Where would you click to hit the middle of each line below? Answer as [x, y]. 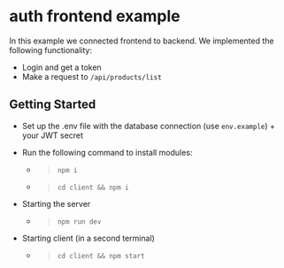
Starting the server [56, 203]
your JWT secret [53, 135]
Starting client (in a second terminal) [88, 238]
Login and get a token [61, 67]
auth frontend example [95, 16]
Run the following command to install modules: [107, 152]
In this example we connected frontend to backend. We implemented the [142, 41]
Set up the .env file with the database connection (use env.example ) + [149, 126]
